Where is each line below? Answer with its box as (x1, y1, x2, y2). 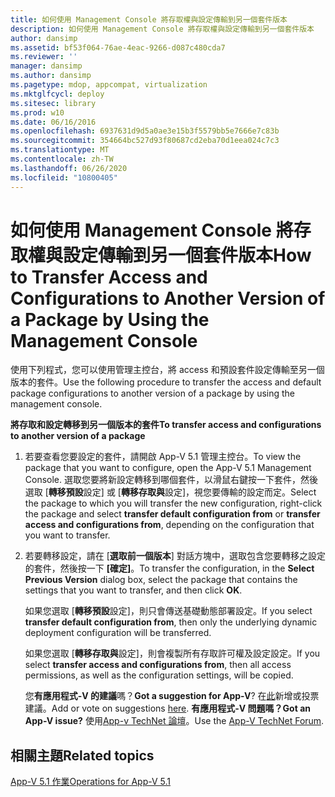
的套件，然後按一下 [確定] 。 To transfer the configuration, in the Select (24, 562, 315, 575)
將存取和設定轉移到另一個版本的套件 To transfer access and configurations (10, 419, 322, 431)
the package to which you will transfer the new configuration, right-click (24, 497, 323, 510)
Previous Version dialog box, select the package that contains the (24, 574, 298, 586)
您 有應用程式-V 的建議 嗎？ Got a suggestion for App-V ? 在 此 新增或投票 (24, 690, 320, 702)
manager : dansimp (10, 61, 83, 71)
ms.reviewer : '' (10, 52, 78, 62)
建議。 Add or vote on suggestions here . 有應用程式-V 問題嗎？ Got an (24, 702, 311, 715)
